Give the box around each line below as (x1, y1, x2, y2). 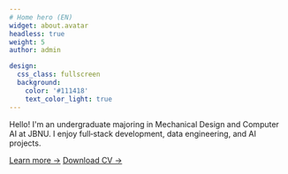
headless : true (9, 29, 65, 38)
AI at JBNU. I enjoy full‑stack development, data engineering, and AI (9, 128, 256, 139)
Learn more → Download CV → (9, 155, 123, 165)
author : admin (9, 46, 62, 55)
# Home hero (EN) (9, 12, 73, 22)
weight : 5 (9, 37, 46, 47)
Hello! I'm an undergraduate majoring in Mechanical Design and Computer (9, 118, 280, 129)
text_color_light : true (25, 95, 113, 103)
